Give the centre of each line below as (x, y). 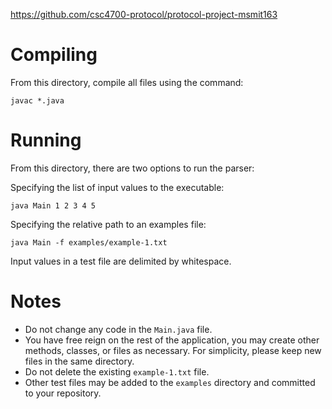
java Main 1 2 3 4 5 (53, 205)
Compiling (54, 55)
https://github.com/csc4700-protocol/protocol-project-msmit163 (144, 14)
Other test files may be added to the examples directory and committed (170, 382)
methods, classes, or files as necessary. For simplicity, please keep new (173, 350)
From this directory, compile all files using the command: (127, 82)
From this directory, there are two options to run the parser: (132, 168)
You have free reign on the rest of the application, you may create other (172, 340)
